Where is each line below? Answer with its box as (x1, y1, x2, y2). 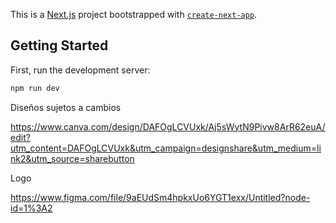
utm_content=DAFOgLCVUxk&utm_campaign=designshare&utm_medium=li (10, 142, 322, 154)
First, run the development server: (10, 64, 151, 76)
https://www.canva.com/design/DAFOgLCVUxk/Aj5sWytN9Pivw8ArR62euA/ (10, 120, 326, 133)
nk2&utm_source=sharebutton (10, 152, 135, 164)
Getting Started (10, 37, 109, 54)
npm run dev (10, 83, 60, 93)
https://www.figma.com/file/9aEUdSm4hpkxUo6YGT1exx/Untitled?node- (10, 191, 311, 203)
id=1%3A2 (10, 202, 53, 214)
